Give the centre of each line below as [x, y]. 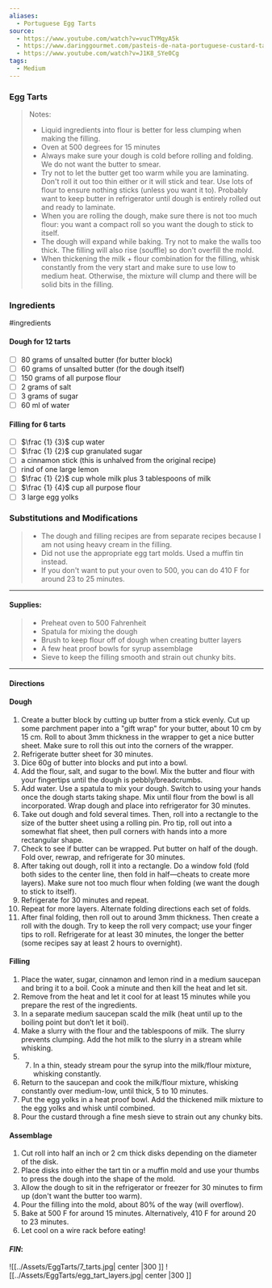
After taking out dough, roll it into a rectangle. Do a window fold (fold [135, 865]
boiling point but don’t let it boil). [75, 1022]
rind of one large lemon [60, 469]
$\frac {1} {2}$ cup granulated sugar [82, 451]
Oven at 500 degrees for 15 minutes [100, 147]
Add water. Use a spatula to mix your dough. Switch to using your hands [141, 788]
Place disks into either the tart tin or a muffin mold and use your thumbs [140, 1170]
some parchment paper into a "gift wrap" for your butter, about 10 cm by [141, 728]
